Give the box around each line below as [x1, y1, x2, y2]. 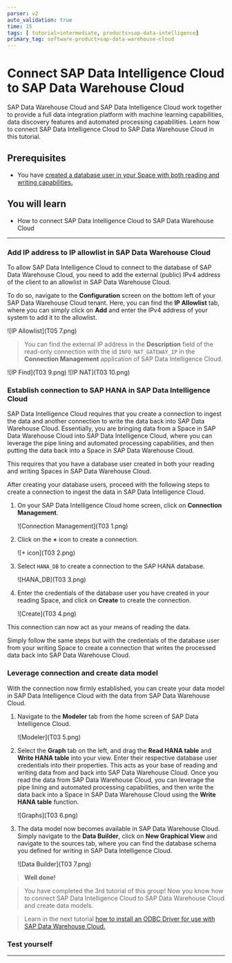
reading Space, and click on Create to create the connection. [17, 596, 191, 604]
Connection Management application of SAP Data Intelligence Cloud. [23, 354, 223, 363]
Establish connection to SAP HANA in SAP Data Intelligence [7, 385, 211, 394]
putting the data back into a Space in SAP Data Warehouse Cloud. [7, 446, 195, 455]
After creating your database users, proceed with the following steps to [7, 481, 210, 489]
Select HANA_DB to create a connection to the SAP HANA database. [17, 562, 205, 571]
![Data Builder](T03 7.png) [17, 859, 92, 868]
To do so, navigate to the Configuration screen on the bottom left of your [7, 291, 216, 299]
